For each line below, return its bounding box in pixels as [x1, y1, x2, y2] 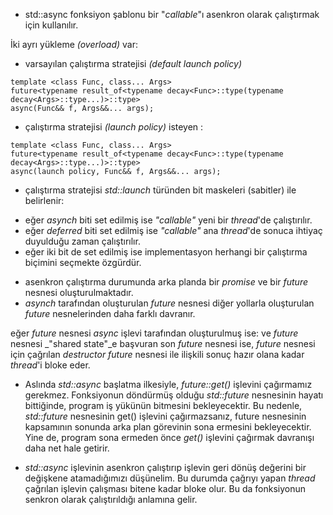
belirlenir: [24, 195, 65, 206]
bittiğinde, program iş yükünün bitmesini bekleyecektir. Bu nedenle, [24, 400, 303, 411]
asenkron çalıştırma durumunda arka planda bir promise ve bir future [24, 276, 309, 288]
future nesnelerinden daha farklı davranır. [24, 308, 196, 319]
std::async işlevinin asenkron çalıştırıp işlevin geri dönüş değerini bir [24, 462, 307, 473]
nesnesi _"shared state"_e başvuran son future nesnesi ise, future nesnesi [10, 338, 316, 349]
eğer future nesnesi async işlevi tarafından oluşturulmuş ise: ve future [10, 327, 299, 339]
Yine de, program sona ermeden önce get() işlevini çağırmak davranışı [24, 432, 315, 443]
